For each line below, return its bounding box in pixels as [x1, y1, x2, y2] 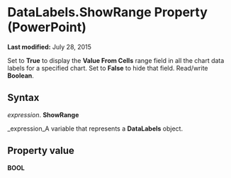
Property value [7, 145, 74, 157]
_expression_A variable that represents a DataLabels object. [7, 124, 183, 133]
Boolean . [7, 71, 34, 80]
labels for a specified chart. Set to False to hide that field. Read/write [7, 64, 208, 72]
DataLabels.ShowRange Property [7, 4, 208, 20]
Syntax [7, 92, 40, 104]
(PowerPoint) [7, 19, 87, 35]
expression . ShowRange [7, 110, 79, 119]
